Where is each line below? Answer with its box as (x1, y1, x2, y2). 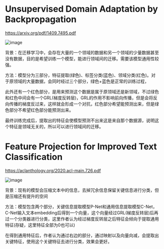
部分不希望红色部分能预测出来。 (9, 107, 74, 113)
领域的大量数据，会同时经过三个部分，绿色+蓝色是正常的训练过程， (13, 78, 149, 84)
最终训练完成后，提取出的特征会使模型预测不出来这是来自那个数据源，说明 (5, 117, 155, 123)
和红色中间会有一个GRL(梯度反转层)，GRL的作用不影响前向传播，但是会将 (5, 94, 153, 101)
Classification (5, 152, 62, 162)
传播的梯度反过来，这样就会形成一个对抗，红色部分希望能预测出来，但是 (9, 101, 155, 107)
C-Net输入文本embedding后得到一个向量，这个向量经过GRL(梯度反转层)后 (5, 209, 155, 216)
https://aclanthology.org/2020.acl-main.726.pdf (5, 167, 101, 173)
